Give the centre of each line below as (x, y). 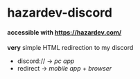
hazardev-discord (60, 13)
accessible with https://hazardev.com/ (64, 32)
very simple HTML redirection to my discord (70, 48)
